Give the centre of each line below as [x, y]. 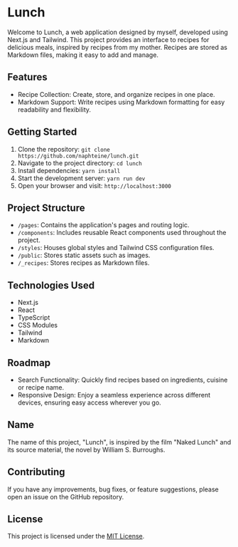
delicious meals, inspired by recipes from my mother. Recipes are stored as [117, 47]
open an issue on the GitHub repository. [66, 496]
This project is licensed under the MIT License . [76, 536]
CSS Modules [38, 325]
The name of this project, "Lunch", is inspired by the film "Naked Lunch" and [119, 442]
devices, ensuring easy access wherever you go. [89, 402]
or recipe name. [41, 387]
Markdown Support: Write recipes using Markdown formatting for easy [121, 102]
